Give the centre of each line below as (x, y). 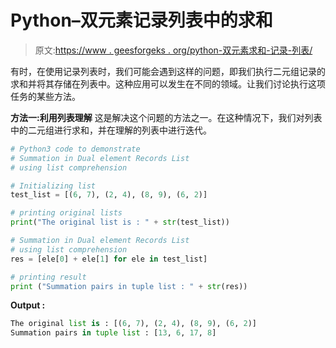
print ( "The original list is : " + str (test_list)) (120, 222)
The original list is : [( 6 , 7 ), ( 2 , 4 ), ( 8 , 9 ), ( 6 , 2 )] (133, 324)
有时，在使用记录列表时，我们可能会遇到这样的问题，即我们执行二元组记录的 (168, 71)
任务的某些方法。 (45, 96)
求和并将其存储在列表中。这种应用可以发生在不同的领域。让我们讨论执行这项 (168, 83)
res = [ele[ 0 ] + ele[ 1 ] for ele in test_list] (109, 259)
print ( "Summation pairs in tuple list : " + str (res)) (129, 286)
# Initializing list (53, 186)
